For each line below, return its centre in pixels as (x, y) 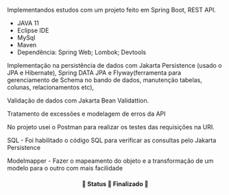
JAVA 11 (28, 23)
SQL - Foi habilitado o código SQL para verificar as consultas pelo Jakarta (112, 140)
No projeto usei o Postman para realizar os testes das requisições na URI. (111, 127)
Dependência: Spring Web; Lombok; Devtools (81, 52)
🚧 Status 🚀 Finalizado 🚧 (115, 183)
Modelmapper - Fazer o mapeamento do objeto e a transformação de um (110, 161)
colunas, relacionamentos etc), (51, 87)
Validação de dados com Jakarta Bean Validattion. (78, 101)
